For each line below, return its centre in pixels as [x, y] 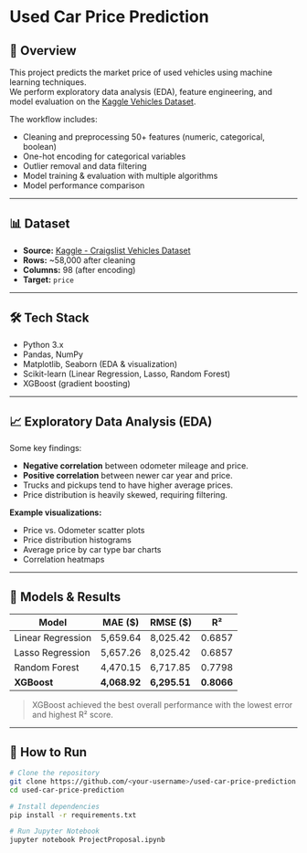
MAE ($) [121, 623]
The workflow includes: [53, 119]
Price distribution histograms [77, 540]
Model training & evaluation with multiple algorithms [120, 176]
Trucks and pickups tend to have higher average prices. [127, 485]
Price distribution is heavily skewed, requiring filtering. [125, 495]
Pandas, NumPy [53, 354]
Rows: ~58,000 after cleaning [79, 260]
